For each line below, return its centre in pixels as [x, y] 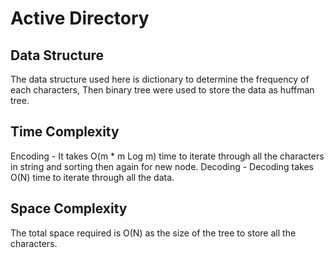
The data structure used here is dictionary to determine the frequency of [160, 79]
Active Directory [80, 18]
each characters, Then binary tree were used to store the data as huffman [162, 90]
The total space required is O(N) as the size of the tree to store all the [153, 233]
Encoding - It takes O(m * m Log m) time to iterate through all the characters [167, 156]
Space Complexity [69, 208]
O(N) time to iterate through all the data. [92, 177]
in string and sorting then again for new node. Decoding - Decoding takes [162, 166]
